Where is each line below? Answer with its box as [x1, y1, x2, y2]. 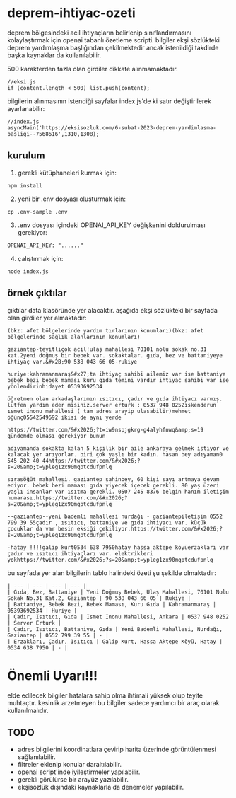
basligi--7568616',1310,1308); [7, 130, 100, 137]
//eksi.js [7, 78, 37, 86]
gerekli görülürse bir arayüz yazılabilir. [17, 775, 129, 784]
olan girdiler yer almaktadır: [7, 313, 87, 322]
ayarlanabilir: [7, 104, 45, 112]
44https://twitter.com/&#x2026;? [42, 457, 141, 464]
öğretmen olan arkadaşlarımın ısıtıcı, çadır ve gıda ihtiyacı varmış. [7, 395, 223, 403]
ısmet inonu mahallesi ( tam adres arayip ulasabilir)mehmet [7, 407, 191, 415]
